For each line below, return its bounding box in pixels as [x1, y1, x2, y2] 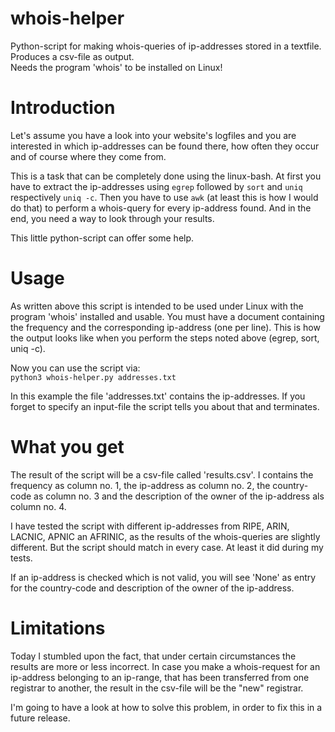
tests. [10, 552, 33, 564]
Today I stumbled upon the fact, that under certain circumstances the [10, 650, 297, 662]
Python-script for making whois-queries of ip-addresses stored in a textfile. [10, 40, 322, 52]
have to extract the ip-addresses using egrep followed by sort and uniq [10, 180, 303, 192]
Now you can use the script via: [10, 362, 141, 374]
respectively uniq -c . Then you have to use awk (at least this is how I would [10, 191, 319, 203]
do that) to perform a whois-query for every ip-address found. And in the [10, 202, 312, 214]
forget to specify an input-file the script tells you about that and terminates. [10, 400, 320, 412]
